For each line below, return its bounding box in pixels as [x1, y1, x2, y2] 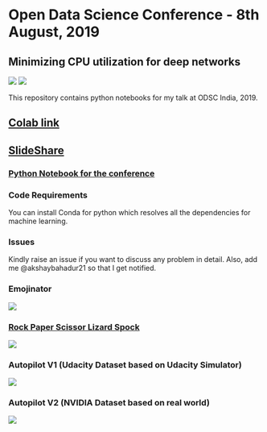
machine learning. [8, 216, 68, 226]
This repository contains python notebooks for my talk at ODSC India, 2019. [8, 93, 259, 102]
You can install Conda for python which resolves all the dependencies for [8, 208, 251, 217]
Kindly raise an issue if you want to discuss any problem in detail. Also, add [8, 255, 258, 264]
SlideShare [8, 143, 64, 157]
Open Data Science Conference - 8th [8, 6, 260, 24]
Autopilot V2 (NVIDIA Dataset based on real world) [8, 397, 211, 409]
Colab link [8, 116, 60, 130]
